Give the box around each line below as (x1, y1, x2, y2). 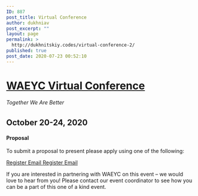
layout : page (6, 31, 39, 37)
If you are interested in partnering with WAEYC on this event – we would (6, 171, 184, 178)
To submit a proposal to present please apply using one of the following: (6, 148, 184, 155)
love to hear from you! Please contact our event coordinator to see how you (6, 177, 193, 184)
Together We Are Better (6, 99, 65, 106)
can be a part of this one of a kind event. (6, 183, 106, 191)
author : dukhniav (6, 20, 50, 26)
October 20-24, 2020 (6, 118, 88, 128)
